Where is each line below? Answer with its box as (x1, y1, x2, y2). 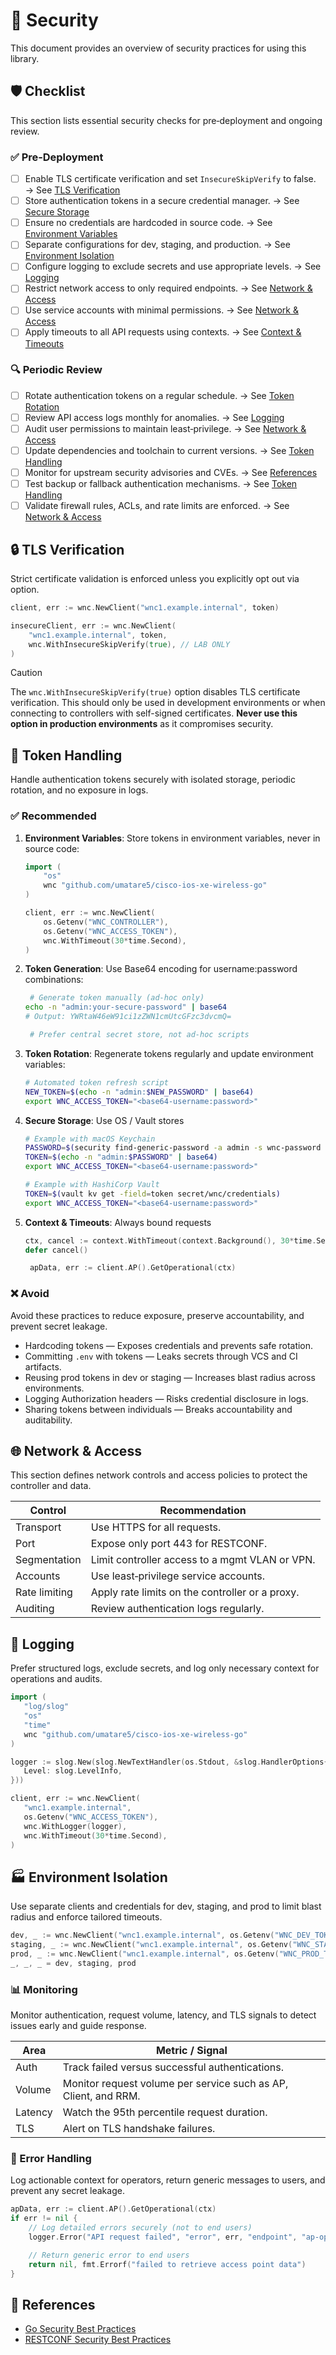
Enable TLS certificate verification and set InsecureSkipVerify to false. (24, 173, 317, 185)
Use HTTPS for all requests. (90, 1520, 222, 1534)
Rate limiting (15, 1585, 73, 1599)
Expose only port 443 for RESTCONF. (90, 1537, 268, 1551)
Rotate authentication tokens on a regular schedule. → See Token (24, 389, 295, 401)
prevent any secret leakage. (10, 2185, 125, 2197)
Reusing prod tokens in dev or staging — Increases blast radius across (24, 1371, 316, 1383)
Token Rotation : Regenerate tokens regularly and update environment (24, 1047, 314, 1059)
